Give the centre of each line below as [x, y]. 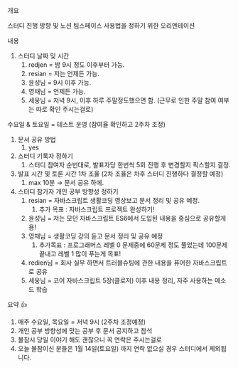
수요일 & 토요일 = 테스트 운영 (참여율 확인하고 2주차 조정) [86, 124]
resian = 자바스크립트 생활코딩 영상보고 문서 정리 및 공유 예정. [114, 200]
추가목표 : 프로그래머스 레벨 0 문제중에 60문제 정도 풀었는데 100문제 [133, 245]
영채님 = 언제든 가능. [57, 91]
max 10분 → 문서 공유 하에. [66, 183]
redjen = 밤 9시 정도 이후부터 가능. [76, 65]
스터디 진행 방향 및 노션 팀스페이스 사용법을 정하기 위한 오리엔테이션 [101, 26]
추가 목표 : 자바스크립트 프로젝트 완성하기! [97, 209]
